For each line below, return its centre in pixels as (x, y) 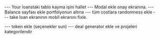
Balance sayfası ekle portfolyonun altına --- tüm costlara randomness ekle (79, 12)
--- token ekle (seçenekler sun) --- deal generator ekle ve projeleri (71, 26)
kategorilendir (18, 32)
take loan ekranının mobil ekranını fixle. (48, 17)
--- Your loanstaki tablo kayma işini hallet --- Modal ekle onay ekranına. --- (79, 7)
